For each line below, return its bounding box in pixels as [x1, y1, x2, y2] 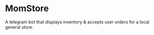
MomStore [5, 3, 49, 14]
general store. [5, 24, 33, 30]
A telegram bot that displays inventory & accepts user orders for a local [5, 19, 150, 25]
